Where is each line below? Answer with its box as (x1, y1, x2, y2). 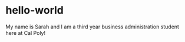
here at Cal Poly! (5, 29, 45, 36)
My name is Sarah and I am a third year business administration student (5, 23, 179, 30)
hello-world (5, 4, 64, 17)
